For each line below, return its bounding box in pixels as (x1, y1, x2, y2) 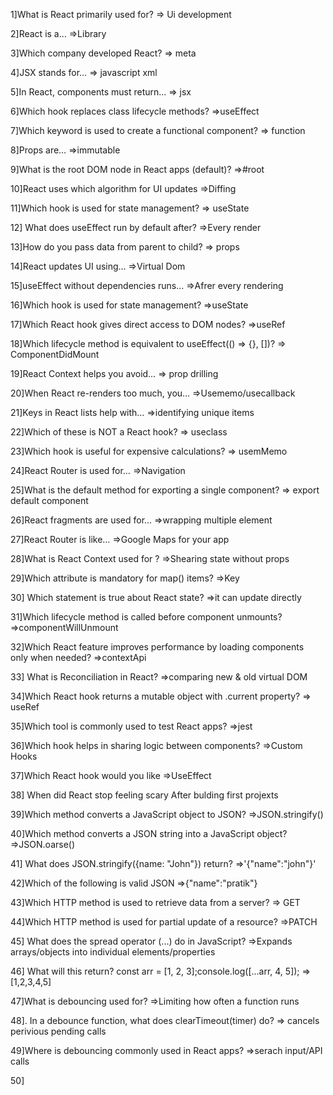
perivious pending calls (10, 1025, 107, 1037)
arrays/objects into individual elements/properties (10, 946, 216, 958)
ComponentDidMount (10, 349, 100, 360)
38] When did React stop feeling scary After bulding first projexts (10, 789, 279, 801)
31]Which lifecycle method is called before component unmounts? (10, 611, 283, 623)
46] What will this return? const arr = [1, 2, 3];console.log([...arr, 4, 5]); (10, 965, 300, 977)
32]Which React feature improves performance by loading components (10, 641, 305, 653)
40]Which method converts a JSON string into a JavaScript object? (10, 828, 288, 839)
